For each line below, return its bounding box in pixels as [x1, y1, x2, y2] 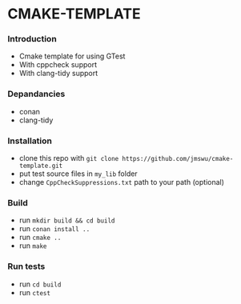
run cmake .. [18, 233, 62, 242]
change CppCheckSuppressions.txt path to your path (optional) [18, 178, 225, 187]
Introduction [7, 34, 57, 45]
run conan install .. [18, 224, 90, 234]
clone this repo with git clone [18, 154, 119, 163]
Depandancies [7, 89, 66, 100]
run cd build [18, 279, 62, 289]
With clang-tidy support [18, 69, 98, 78]
